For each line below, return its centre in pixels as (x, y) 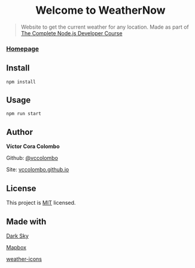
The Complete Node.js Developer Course (71, 33)
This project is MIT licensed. (41, 203)
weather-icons (24, 259)
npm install (21, 82)
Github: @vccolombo (32, 158)
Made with (26, 221)
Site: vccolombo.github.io (38, 170)
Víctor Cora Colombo (33, 146)
